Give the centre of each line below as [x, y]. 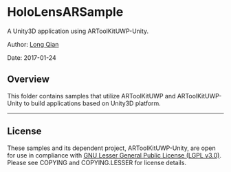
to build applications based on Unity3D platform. [92, 103]
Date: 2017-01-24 [32, 57]
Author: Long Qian [33, 44]
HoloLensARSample [65, 12]
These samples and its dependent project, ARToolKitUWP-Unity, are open [112, 148]
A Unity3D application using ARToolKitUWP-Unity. [78, 31]
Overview [29, 79]
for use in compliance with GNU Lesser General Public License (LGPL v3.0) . [114, 155]
